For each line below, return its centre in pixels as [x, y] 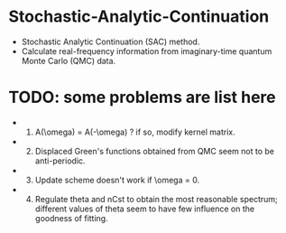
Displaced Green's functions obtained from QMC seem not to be [155, 151]
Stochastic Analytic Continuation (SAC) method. [111, 42]
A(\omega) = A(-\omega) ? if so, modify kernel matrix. [135, 132]
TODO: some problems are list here [142, 98]
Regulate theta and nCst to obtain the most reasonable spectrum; [157, 199]
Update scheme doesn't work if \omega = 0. [117, 180]
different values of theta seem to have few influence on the [144, 209]
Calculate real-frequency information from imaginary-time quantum [147, 51]
